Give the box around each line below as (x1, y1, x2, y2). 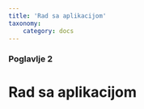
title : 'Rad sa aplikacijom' (8, 11, 107, 20)
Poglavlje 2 (8, 53, 53, 65)
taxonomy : (8, 19, 42, 27)
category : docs (23, 27, 74, 35)
